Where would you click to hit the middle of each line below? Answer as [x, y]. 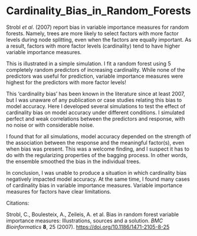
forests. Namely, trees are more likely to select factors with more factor [92, 33]
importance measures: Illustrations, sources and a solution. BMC [85, 220]
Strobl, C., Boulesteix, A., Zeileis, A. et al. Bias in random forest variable [93, 214]
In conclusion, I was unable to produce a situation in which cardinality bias [96, 172]
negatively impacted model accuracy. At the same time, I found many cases [98, 179]
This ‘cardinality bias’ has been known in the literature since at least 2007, [96, 94]
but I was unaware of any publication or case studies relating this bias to [94, 100]
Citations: [18, 203]
